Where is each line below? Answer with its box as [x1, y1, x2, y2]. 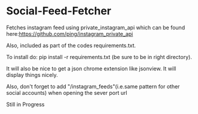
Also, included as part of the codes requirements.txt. [6, 42, 136, 49]
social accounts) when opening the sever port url [6, 89, 127, 96]
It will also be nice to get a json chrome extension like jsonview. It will [6, 64, 176, 72]
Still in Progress [6, 100, 45, 108]
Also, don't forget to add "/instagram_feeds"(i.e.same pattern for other [6, 82, 180, 90]
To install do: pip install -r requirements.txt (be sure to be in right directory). [6, 53, 193, 60]
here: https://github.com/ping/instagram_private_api [6, 30, 133, 37]
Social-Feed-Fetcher [6, 4, 112, 18]
